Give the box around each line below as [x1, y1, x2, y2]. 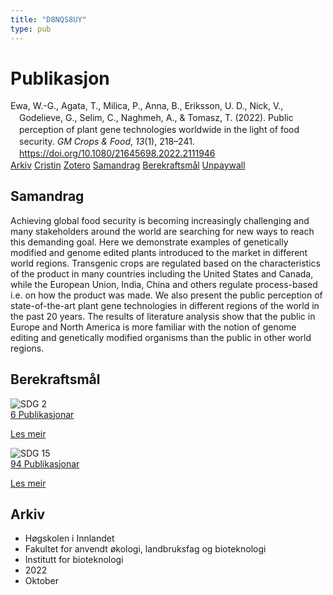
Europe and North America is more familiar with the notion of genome [10, 321, 297, 333]
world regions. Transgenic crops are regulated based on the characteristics [10, 257, 321, 269]
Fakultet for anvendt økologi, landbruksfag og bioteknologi [24, 543, 267, 555]
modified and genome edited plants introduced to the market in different [10, 246, 308, 258]
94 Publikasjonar [10, 457, 80, 470]
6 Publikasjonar [10, 408, 75, 420]
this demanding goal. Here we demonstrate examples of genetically [10, 236, 289, 248]
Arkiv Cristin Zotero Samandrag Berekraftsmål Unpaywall [10, 159, 246, 171]
